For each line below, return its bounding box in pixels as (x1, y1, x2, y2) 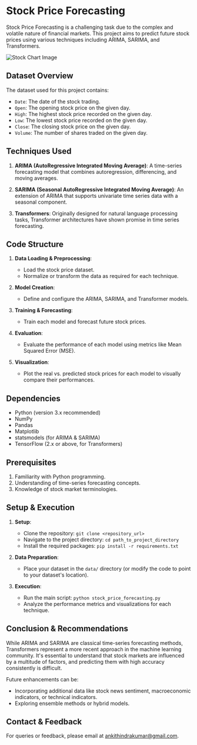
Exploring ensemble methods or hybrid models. (14, 700, 130, 707)
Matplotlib (14, 428, 39, 435)
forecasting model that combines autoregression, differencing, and (14, 168, 177, 175)
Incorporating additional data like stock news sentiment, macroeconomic (14, 687, 191, 694)
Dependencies (6, 393, 61, 403)
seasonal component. (14, 198, 68, 206)
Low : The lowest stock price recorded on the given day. (14, 117, 148, 124)
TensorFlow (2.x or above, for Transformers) (14, 441, 123, 448)
